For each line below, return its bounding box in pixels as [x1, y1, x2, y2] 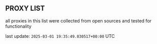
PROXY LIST [5, 4, 45, 13]
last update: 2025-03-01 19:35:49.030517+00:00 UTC [5, 33, 115, 39]
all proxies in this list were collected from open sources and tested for [5, 17, 152, 24]
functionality [5, 23, 32, 29]
